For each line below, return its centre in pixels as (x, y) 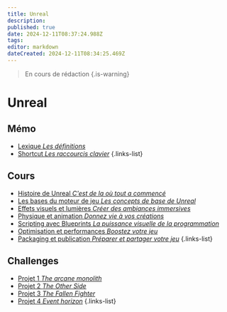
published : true (31, 27)
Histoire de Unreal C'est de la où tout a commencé (92, 193)
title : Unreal (28, 14)
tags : (15, 41)
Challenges (33, 261)
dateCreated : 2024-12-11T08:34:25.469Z (66, 54)
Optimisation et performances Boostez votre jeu (88, 231)
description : (27, 21)
